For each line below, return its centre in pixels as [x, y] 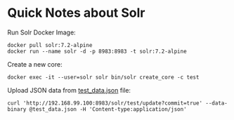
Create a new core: [35, 64]
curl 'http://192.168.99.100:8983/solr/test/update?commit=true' [105, 103]
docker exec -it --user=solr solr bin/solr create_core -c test [103, 77]
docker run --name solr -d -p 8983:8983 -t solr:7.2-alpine [97, 51]
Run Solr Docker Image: [41, 32]
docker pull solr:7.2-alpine [50, 45]
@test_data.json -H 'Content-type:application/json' [108, 109]
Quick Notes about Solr [76, 13]
